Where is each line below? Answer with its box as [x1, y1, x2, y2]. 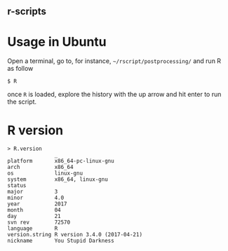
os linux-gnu [7, 170, 83, 177]
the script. [7, 97, 37, 106]
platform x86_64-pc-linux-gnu [7, 158, 114, 165]
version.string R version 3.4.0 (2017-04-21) [7, 231, 142, 238]
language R [7, 225, 58, 232]
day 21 [7, 213, 61, 220]
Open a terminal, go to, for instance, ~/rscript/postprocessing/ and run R [7, 57, 222, 65]
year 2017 [7, 201, 68, 208]
